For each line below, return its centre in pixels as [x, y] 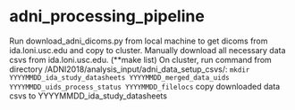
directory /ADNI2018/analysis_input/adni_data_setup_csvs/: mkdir [130, 69]
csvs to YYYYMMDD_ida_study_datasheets [88, 96]
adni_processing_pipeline [107, 16]
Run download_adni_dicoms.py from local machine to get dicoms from [139, 41]
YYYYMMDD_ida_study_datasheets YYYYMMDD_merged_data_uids [119, 77]
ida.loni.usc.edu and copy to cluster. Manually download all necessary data [147, 50]
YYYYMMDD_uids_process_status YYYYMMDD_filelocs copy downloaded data [145, 86]
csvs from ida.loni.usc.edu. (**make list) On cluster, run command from [141, 59]
